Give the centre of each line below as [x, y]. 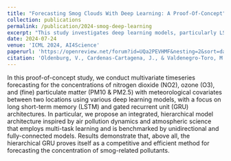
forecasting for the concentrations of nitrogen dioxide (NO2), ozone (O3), [111, 85]
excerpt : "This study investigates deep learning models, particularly [112, 33]
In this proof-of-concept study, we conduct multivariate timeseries [101, 77]
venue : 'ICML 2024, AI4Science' [53, 45]
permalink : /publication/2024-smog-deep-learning [80, 26]
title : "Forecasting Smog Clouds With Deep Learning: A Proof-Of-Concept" [117, 13]
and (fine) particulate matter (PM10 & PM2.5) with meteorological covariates [114, 92]
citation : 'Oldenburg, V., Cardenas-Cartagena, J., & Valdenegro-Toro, [112, 58]
